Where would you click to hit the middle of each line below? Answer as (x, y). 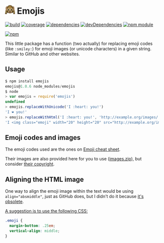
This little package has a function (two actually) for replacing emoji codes (79, 44)
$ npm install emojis (27, 81)
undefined (15, 102)
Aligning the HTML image (44, 179)
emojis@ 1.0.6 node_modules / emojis (40, 86)
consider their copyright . (30, 164)
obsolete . (14, 201)
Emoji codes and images (43, 138)
